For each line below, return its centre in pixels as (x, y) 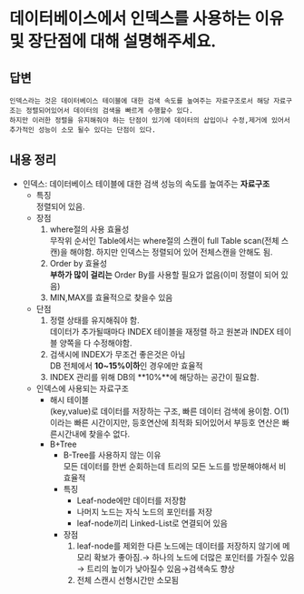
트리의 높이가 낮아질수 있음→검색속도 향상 (161, 569)
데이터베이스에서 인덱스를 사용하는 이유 (147, 19)
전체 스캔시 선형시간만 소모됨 (128, 579)
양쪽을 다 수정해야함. (96, 343)
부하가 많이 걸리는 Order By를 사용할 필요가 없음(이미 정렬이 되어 (164, 275)
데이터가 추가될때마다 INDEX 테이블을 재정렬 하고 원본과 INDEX (162, 331)
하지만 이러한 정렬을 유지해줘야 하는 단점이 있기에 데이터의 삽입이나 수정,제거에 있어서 (150, 120)
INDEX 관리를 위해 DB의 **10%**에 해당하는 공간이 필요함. (154, 377)
